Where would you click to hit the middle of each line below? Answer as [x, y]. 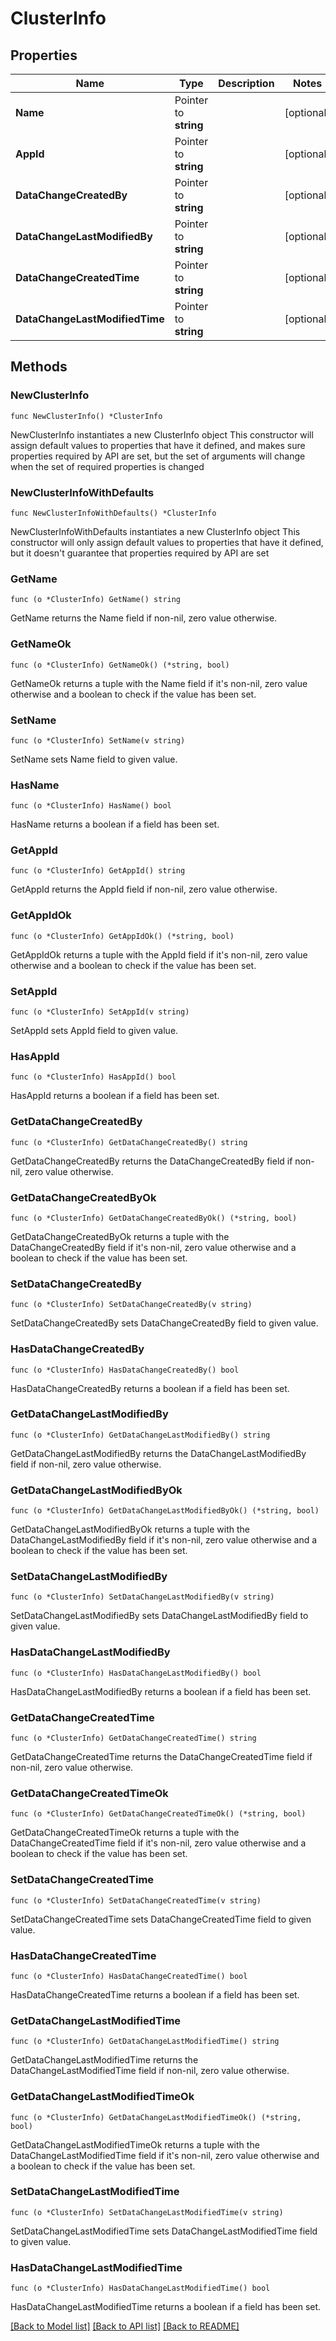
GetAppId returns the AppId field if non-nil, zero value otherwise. [144, 889]
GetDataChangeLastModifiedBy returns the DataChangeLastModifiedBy [158, 1453]
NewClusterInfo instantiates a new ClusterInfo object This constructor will [162, 434]
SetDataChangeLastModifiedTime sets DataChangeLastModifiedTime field [164, 2231]
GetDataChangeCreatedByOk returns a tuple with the [120, 1236]
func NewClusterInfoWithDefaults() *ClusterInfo [113, 513]
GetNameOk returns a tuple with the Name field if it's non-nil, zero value [159, 683]
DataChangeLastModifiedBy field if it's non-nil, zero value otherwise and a [164, 1540]
